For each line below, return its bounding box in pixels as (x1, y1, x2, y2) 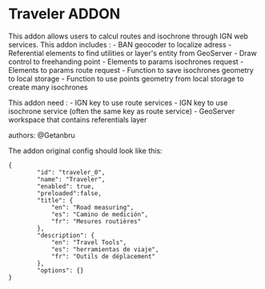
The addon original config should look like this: (8, 146, 163, 155)
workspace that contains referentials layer (8, 114, 147, 124)
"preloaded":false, (37, 189, 102, 197)
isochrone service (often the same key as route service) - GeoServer (8, 106, 235, 116)
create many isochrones (8, 82, 88, 92)
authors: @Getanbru (8, 130, 76, 140)
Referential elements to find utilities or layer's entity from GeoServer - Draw (8, 48, 258, 58)
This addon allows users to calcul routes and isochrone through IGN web (8, 31, 248, 41)
